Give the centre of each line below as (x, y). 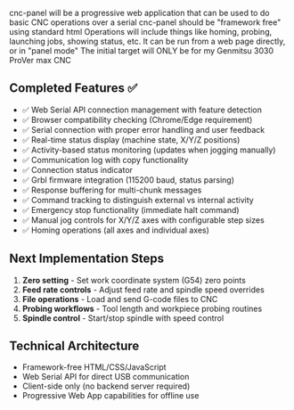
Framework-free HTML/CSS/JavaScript (94, 367)
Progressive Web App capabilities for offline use (110, 396)
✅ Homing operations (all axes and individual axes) (115, 230)
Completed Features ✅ (73, 88)
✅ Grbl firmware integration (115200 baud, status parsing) (128, 180)
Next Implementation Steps (87, 259)
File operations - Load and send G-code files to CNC (120, 299)
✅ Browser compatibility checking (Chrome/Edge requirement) (137, 119)
